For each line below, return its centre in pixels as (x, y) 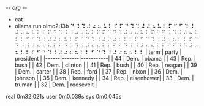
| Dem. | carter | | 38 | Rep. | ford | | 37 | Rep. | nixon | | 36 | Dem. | (98, 71)
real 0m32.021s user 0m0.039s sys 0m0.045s (64, 97)
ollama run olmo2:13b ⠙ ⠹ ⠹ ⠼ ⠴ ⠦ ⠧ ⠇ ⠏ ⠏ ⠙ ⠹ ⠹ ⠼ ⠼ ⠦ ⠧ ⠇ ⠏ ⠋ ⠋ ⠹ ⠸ (104, 26)
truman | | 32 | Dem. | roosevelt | (56, 85)
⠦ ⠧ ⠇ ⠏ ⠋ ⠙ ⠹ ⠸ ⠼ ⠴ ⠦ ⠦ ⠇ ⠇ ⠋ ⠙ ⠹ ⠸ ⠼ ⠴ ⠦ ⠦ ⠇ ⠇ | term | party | (98, 52)
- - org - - (17, 8)
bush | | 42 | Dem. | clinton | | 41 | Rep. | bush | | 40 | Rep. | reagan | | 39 (106, 65)
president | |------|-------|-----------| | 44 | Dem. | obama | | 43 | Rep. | (105, 59)
